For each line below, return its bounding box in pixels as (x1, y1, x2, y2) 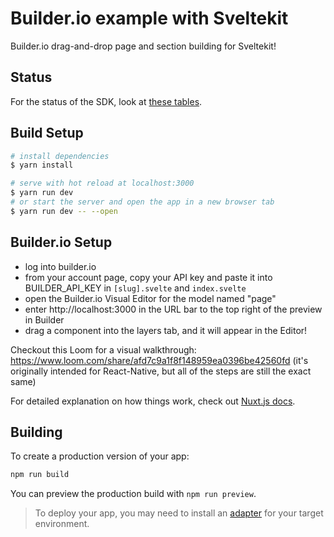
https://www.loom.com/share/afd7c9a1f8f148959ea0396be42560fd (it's (10, 354, 309, 366)
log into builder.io (24, 260, 97, 272)
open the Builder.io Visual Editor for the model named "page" (24, 292, 277, 304)
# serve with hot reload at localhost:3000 (10, 178, 195, 189)
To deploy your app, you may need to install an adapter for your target (34, 507, 324, 519)
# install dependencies (10, 151, 110, 161)
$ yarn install (10, 160, 74, 171)
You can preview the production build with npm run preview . (10, 488, 257, 500)
